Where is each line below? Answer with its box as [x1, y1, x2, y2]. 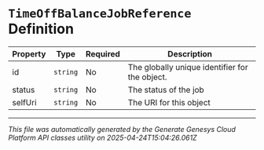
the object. [127, 71, 167, 82]
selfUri [12, 97, 37, 108]
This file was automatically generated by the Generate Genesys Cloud [8, 124, 236, 134]
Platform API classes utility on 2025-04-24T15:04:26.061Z [8, 133, 198, 142]
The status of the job [127, 84, 204, 95]
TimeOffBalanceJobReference [8, 6, 192, 21]
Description [167, 48, 213, 59]
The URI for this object [127, 97, 211, 108]
